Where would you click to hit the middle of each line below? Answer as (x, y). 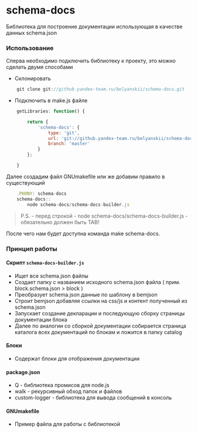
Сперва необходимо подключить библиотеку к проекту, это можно (91, 61)
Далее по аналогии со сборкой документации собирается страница (100, 326)
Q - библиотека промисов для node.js (62, 385)
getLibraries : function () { (51, 111)
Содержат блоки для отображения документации (77, 358)
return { (38, 122)
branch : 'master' (69, 144)
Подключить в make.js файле (51, 101)
